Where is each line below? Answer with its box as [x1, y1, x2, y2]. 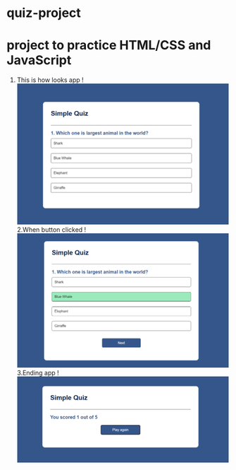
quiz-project [6, 5, 82, 21]
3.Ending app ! [16, 369, 59, 377]
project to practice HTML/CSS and [6, 37, 211, 54]
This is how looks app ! [16, 76, 84, 84]
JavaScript [6, 52, 72, 69]
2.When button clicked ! [16, 225, 87, 234]
